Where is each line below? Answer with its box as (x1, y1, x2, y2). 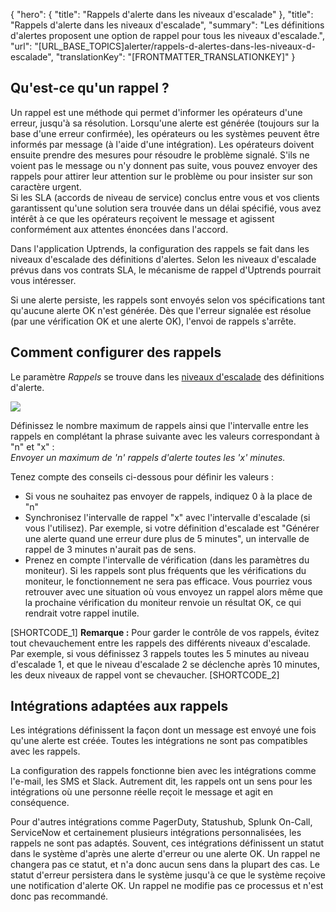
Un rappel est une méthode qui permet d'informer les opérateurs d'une (10, 106, 303, 118)
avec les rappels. (10, 745, 81, 758)
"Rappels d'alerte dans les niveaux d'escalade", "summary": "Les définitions (10, 19, 325, 31)
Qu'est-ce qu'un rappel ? (10, 80, 170, 97)
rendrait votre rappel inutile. (24, 607, 140, 619)
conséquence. (10, 797, 70, 809)
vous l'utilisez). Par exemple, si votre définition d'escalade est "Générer (24, 522, 320, 534)
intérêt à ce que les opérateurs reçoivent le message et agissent (10, 212, 275, 224)
